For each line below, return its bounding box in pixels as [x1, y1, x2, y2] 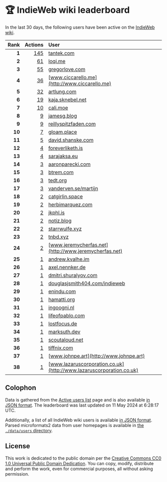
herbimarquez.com [48, 201, 93, 208]
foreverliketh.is [48, 144, 83, 151]
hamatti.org [48, 296, 76, 303]
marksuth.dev [48, 328, 81, 335]
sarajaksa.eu [48, 152, 78, 159]
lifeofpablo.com [48, 312, 85, 319]
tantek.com [48, 50, 75, 57]
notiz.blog [48, 217, 72, 224]
